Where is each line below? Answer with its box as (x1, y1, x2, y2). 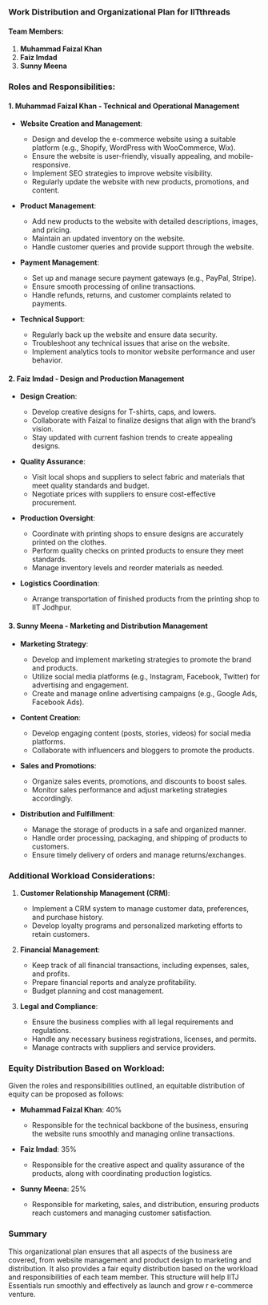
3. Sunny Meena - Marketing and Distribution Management (8, 621, 208, 631)
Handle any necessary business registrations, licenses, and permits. (31, 1034, 258, 1044)
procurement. (31, 498, 78, 508)
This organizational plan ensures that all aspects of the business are (8, 1246, 233, 1256)
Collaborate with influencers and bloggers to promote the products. (31, 745, 254, 755)
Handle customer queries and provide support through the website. (31, 242, 254, 252)
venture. (8, 1289, 36, 1299)
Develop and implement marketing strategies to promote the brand (31, 655, 252, 664)
